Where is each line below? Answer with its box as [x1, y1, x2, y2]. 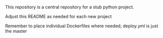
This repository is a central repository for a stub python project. [5, 4, 134, 10]
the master [5, 28, 27, 34]
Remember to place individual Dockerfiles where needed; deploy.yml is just [5, 23, 159, 29]
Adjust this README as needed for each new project [5, 14, 112, 19]
